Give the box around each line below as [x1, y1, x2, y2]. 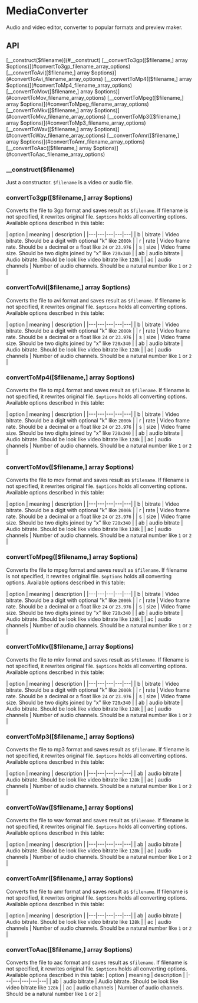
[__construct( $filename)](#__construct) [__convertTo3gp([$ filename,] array [6, 56, 188, 63]
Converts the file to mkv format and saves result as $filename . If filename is [6, 656, 190, 663]
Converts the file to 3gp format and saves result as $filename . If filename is [6, 207, 189, 214]
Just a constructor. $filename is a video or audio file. [6, 179, 134, 186]
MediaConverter [6, 4, 88, 18]
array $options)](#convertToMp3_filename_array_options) [6, 119, 146, 126]
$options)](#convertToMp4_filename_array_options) [6, 82, 133, 89]
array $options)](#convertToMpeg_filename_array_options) [6, 100, 149, 108]
